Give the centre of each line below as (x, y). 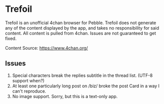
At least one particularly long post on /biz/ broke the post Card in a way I (86, 86)
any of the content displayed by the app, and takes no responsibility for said (82, 28)
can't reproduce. (29, 91)
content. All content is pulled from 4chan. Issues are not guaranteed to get (81, 33)
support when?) (28, 80)
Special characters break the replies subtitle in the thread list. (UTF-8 (82, 75)
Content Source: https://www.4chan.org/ (47, 48)
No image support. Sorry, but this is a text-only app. (65, 96)
